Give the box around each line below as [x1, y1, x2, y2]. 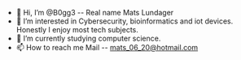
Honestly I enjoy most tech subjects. [15, 25, 138, 34]
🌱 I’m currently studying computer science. [15, 33, 161, 43]
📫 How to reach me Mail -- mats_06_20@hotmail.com [15, 43, 199, 52]
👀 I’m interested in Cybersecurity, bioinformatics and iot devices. [15, 16, 234, 26]
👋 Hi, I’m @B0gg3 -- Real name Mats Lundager [15, 8, 174, 17]
